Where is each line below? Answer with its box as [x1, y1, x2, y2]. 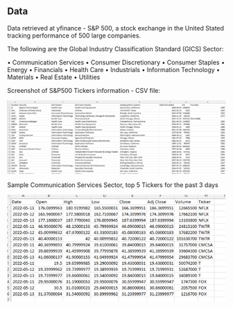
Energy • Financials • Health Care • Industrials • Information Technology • [7, 65, 221, 73]
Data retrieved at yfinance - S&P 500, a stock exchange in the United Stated [7, 24, 224, 32]
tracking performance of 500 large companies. [7, 31, 141, 39]
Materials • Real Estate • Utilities [7, 73, 101, 81]
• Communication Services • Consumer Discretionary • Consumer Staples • [7, 58, 225, 67]
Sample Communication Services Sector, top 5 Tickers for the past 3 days [7, 180, 218, 189]
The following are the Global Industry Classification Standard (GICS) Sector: [7, 44, 224, 53]
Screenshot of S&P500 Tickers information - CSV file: [7, 86, 161, 94]
